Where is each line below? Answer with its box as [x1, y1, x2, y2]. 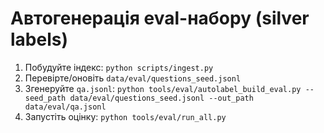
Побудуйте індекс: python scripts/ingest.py [24, 61, 214, 73]
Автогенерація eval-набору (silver [10, 7, 310, 30]
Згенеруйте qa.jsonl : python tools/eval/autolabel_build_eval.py [24, 82, 302, 94]
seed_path [24, 93, 67, 103]
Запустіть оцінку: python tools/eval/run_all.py [24, 110, 227, 122]
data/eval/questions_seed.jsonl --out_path [69, 93, 254, 103]
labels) [10, 28, 68, 51]
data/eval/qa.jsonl [24, 102, 107, 112]
